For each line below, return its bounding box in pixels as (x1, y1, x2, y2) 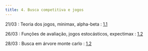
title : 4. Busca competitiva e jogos (5, 7, 84, 12)
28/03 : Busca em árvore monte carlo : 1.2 (5, 40, 92, 46)
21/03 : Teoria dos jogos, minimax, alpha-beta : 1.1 (5, 21, 108, 27)
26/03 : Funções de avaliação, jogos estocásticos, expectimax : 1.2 (5, 30, 143, 36)
